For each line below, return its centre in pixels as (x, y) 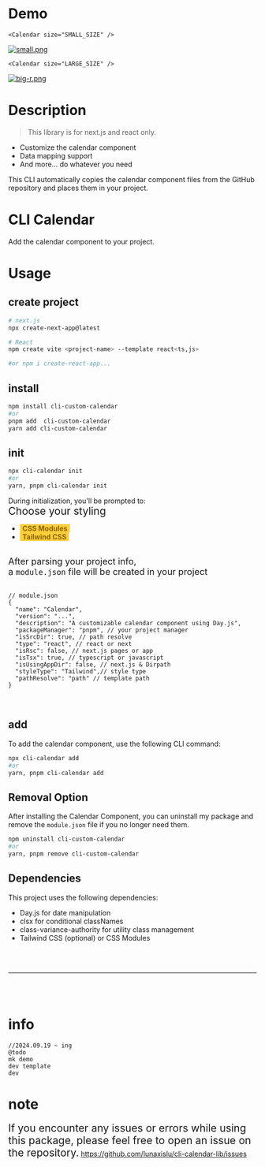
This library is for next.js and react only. (91, 132)
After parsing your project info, (72, 561)
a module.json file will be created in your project (108, 571)
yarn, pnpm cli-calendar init (58, 486)
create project (43, 302)
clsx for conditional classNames (71, 921)
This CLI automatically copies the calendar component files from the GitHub (131, 179)
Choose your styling (57, 511)
